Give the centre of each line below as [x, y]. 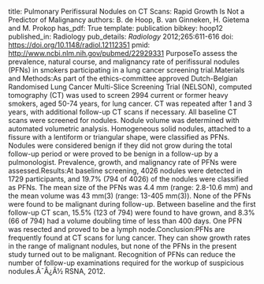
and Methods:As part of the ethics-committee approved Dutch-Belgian [123, 78]
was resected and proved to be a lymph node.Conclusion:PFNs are [117, 229]
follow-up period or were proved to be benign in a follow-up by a [113, 154]
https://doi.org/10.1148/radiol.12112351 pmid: [79, 45]
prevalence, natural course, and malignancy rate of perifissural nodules [124, 62]
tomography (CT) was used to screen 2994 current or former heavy [118, 95]
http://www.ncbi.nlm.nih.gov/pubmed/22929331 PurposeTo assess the [123, 53]
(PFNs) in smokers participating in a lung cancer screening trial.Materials [126, 70]
